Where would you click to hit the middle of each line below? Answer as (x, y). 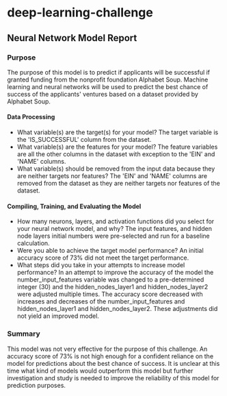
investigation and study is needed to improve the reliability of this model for (113, 378)
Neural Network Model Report (72, 38)
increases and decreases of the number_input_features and (101, 301)
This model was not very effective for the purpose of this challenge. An (107, 349)
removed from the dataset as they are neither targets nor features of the (119, 184)
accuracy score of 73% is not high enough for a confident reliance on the (110, 356)
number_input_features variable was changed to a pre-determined (110, 280)
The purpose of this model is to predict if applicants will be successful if (109, 72)
